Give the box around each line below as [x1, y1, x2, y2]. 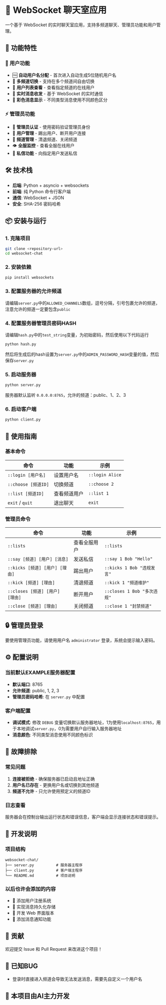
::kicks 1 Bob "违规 [104, 565, 151, 571]
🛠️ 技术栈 [5, 166, 33, 174]
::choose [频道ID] [7, 481, 49, 487]
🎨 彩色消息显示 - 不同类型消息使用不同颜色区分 [12, 97, 108, 103]
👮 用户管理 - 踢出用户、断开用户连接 [12, 130, 86, 136]
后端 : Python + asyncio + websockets [12, 182, 89, 188]
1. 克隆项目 [5, 235, 31, 242]
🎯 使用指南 [5, 432, 37, 440]
